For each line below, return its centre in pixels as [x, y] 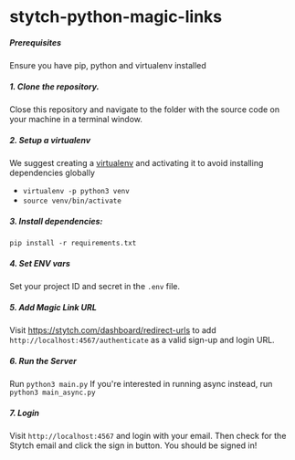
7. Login [24, 413]
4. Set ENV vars [40, 263]
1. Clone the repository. [54, 86]
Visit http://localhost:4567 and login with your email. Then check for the [148, 435]
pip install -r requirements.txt [73, 244]
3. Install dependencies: [56, 221]
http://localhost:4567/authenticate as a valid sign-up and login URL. [142, 340]
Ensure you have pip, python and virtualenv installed [108, 66]
